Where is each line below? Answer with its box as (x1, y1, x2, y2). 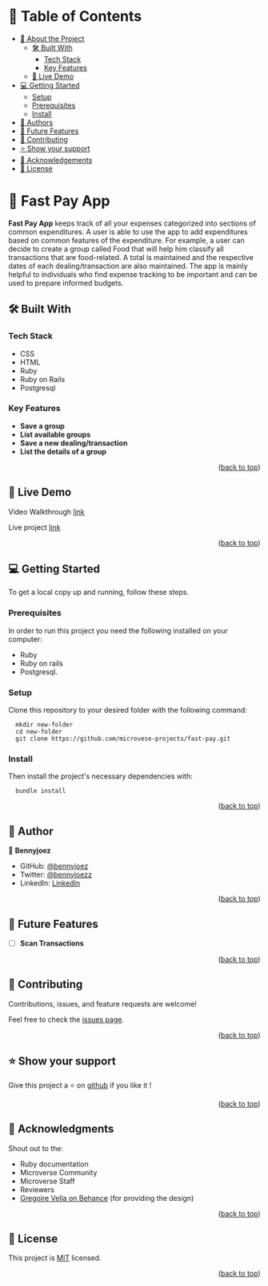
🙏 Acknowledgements (19, 155, 93, 165)
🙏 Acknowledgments (8, 1122, 114, 1136)
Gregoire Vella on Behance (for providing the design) (19, 1193, 194, 1203)
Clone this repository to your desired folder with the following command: (8, 706, 248, 715)
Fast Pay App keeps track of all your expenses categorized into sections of (8, 218, 256, 228)
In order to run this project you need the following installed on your (8, 625, 228, 635)
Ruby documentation (19, 1159, 90, 1169)
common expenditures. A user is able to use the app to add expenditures (8, 226, 248, 236)
